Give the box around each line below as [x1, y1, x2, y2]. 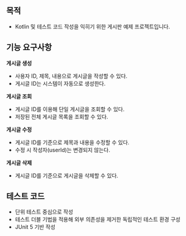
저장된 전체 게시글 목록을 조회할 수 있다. [14, 113, 108, 120]
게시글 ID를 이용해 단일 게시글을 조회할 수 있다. [14, 105, 125, 113]
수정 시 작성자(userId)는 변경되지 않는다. [14, 146, 110, 153]
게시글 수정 [6, 126, 32, 133]
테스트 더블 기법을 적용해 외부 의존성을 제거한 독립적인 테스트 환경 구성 [14, 216, 181, 223]
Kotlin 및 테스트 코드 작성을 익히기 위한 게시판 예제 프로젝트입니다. [14, 23, 170, 30]
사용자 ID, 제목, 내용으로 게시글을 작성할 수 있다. [14, 72, 128, 80]
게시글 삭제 [6, 159, 32, 166]
